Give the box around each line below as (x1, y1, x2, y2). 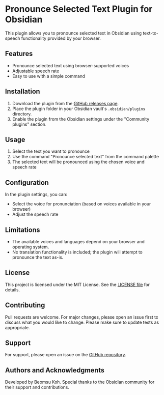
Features (5, 50, 33, 58)
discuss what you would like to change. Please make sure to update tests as (5, 319, 159, 325)
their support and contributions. (5, 384, 70, 390)
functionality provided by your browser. (21, 35, 101, 41)
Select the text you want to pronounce (12, 148, 90, 154)
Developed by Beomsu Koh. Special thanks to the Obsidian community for (5, 379, 155, 385)
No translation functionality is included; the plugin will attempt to (12, 249, 143, 255)
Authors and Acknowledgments (5, 366, 105, 374)
